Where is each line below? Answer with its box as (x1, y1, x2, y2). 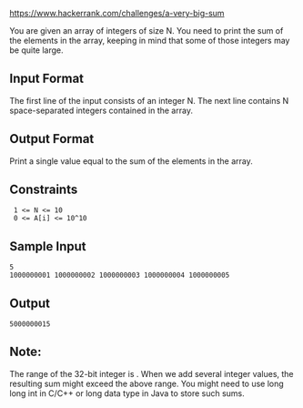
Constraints (9, 182, 78, 198)
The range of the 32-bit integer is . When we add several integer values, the (9, 368, 294, 379)
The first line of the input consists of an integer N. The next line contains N (9, 95, 289, 106)
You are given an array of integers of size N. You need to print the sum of (9, 25, 284, 36)
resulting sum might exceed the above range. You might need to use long (9, 378, 284, 389)
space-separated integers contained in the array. (9, 105, 194, 116)
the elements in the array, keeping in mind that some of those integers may (9, 36, 290, 46)
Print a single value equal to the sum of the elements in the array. (9, 155, 253, 167)
